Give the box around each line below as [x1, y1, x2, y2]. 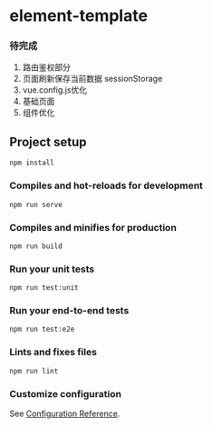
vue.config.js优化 [22, 85, 88, 95]
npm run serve [9, 200, 63, 209]
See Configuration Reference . [9, 408, 120, 419]
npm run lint [9, 366, 59, 375]
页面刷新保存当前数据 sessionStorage [22, 74, 163, 85]
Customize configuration [9, 387, 122, 400]
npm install [9, 158, 54, 168]
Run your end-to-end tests [9, 304, 130, 317]
